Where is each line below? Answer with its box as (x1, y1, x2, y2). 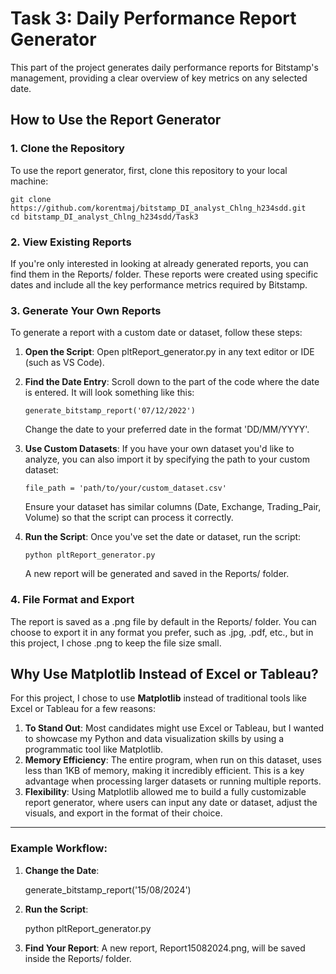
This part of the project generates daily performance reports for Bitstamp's (10, 61, 319, 73)
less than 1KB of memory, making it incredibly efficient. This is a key (24, 765, 305, 777)
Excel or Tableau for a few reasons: (10, 703, 156, 715)
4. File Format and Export (10, 593, 135, 607)
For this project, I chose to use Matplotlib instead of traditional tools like (10, 692, 307, 704)
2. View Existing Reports (10, 235, 132, 249)
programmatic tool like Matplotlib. (24, 743, 164, 756)
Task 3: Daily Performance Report (10, 7, 297, 30)
